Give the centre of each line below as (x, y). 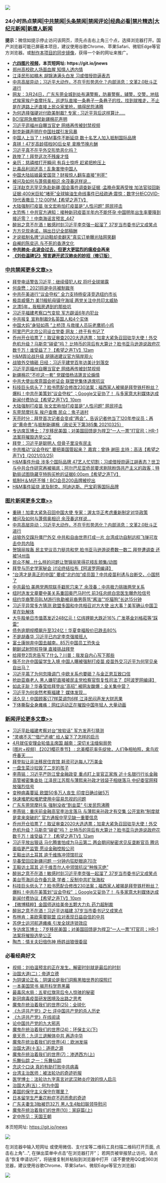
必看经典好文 (21, 956)
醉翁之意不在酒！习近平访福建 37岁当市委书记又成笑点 (67, 911)
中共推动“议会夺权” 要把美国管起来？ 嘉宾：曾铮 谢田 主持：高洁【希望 (84, 449)
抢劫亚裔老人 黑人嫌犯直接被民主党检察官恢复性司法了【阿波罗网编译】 (84, 680)
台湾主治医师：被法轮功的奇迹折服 (47, 1073)
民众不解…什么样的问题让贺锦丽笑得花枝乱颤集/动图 (65, 562)
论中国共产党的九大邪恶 (36, 1024)
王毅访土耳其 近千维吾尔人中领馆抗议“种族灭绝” (60, 867)
